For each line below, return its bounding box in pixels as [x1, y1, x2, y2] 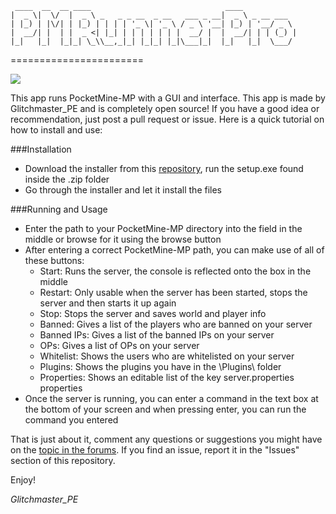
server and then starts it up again [39, 297, 177, 309]
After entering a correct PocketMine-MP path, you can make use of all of [24, 244, 325, 256]
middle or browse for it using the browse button [24, 233, 222, 245]
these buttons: [24, 255, 85, 266]
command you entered [24, 414, 119, 426]
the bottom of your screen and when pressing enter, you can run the [24, 403, 307, 415]
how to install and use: [10, 124, 103, 136]
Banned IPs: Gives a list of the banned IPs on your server [39, 329, 275, 341]
